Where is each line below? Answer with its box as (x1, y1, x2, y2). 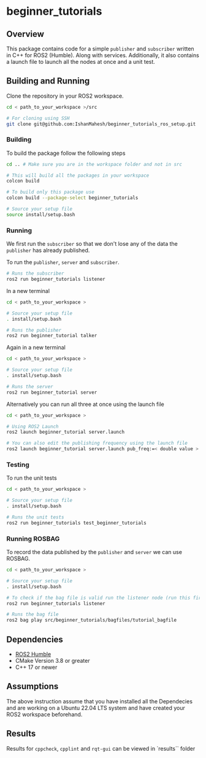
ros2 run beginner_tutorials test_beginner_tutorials (6, 520, 147, 526)
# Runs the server (6, 383, 53, 389)
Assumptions (6, 681, 59, 692)
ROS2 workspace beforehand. (6, 711, 83, 718)
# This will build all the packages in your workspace (6, 172, 150, 179)
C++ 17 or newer (15, 663, 58, 671)
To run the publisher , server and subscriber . (6, 259, 120, 266)
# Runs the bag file (6, 611, 59, 618)
